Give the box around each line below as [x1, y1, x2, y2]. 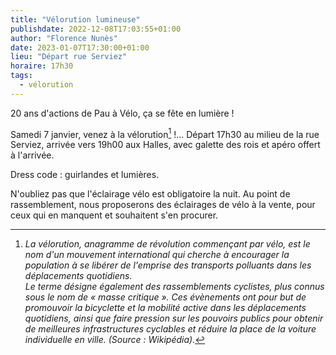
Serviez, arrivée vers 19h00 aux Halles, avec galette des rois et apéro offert [10, 139, 321, 151]
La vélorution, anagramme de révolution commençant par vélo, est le [24, 238, 311, 250]
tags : [10, 71, 33, 81]
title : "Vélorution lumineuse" [10, 14, 141, 25]
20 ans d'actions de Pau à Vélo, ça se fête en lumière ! [10, 107, 235, 119]
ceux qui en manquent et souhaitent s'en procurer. [10, 209, 219, 221]
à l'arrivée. [10, 149, 55, 161]
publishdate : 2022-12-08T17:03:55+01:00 [10, 24, 182, 34]
